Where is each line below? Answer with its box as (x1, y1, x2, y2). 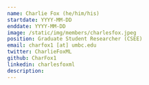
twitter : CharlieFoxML (7, 49, 72, 56)
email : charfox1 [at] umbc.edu (7, 42, 97, 49)
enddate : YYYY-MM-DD (7, 23, 67, 29)
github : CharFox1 (7, 55, 57, 62)
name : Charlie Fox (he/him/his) (7, 10, 100, 17)
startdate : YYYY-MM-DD (7, 16, 72, 23)
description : (7, 67, 45, 74)
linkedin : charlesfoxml (7, 61, 76, 68)
